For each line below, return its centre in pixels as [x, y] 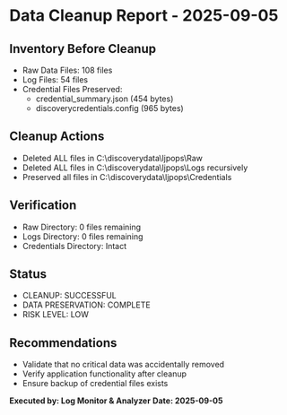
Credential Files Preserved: [72, 89]
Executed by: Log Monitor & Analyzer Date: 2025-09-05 [116, 401]
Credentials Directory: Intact [74, 246]
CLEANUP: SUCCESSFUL [69, 296]
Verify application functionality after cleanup [104, 374]
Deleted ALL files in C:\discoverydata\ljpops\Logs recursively [135, 168]
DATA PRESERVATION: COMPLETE [86, 305]
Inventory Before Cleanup [83, 49]
